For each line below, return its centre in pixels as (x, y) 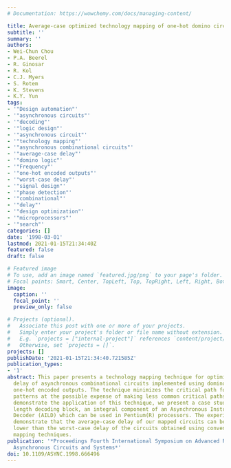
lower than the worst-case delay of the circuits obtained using (109, 428)
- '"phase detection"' (40, 192)
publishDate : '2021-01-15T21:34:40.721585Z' (72, 358)
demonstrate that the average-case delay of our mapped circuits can (115, 422)
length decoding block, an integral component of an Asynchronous (110, 409)
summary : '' (24, 39)
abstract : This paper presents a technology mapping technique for (106, 377)
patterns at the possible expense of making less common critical (110, 396)
